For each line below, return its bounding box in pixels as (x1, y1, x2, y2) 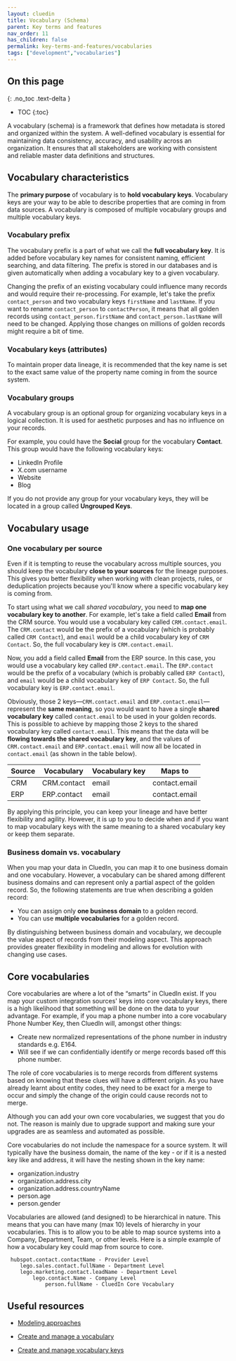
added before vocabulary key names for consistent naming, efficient (7, 254, 206, 262)
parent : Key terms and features (7, 23, 102, 30)
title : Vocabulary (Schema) (7, 17, 90, 24)
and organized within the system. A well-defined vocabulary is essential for (7, 129, 225, 137)
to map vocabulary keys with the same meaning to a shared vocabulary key (7, 823, 226, 831)
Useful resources (7, 1300, 84, 1312)
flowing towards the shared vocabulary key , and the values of (7, 735, 190, 743)
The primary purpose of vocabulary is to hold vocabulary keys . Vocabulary (7, 190, 228, 199)
